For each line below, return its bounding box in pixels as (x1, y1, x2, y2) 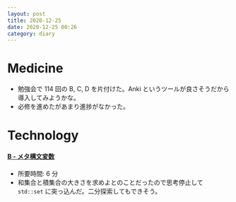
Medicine (7, 61, 64, 76)
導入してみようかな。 (17, 93, 80, 102)
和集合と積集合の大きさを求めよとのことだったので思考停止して (17, 178, 203, 186)
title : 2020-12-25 (7, 17, 61, 24)
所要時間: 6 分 (17, 169, 59, 177)
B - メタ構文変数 (7, 152, 55, 160)
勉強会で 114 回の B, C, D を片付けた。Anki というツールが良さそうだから (17, 85, 230, 93)
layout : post (7, 10, 46, 18)
